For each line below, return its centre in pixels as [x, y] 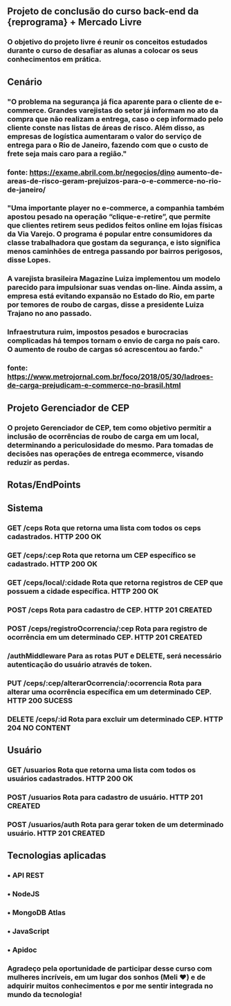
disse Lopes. [29, 260]
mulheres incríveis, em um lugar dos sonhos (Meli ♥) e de [107, 977]
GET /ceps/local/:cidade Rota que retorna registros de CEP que [115, 583]
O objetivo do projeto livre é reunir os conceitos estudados [108, 42]
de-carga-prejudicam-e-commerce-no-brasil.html [94, 386]
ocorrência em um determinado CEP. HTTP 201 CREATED [105, 637]
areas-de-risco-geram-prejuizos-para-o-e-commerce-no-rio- [114, 181]
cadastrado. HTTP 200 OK [53, 564]
